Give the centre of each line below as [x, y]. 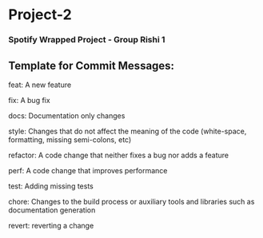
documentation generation [52, 210]
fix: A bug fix [29, 100]
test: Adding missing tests [51, 186]
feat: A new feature [40, 85]
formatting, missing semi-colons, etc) [70, 139]
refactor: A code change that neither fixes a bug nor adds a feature [119, 155]
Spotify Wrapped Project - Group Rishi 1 [87, 40]
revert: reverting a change [51, 225]
